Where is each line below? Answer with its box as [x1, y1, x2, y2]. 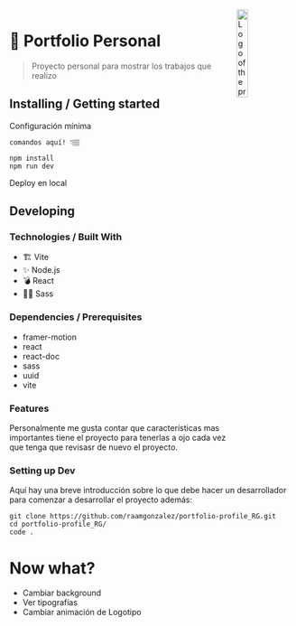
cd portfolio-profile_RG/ [9, 519, 106, 529]
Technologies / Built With [9, 230, 123, 243]
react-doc [22, 350, 60, 361]
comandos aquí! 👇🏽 [9, 137, 80, 147]
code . [9, 528, 34, 537]
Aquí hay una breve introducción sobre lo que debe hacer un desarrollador [9, 485, 287, 496]
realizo [31, 70, 57, 80]
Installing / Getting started [9, 97, 161, 112]
